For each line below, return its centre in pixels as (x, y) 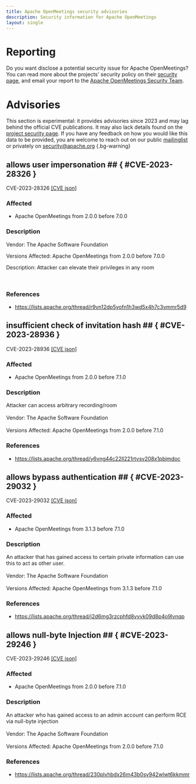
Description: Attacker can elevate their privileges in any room (80, 267)
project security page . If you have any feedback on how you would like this (97, 134)
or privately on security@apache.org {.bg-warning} (68, 146)
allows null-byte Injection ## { (62, 635)
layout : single (25, 22)
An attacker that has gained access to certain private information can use (95, 557)
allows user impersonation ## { (65, 165)
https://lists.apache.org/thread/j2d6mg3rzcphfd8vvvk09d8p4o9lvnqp (99, 617)
